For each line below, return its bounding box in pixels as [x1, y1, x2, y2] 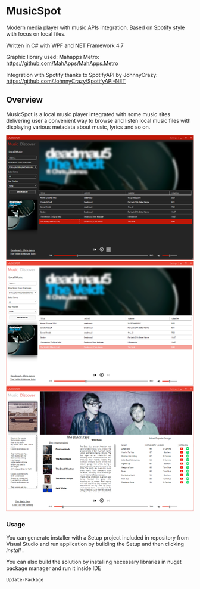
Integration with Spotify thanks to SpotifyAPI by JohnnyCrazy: [6, 71, 158, 78]
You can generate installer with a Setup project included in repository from [6, 534, 189, 541]
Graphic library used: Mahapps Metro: [6, 53, 99, 60]
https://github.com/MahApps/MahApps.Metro [6, 60, 118, 67]
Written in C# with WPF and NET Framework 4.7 [6, 42, 124, 49]
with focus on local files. [6, 30, 66, 37]
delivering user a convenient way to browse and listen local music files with [6, 117, 192, 124]
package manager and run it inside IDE [6, 565, 101, 572]
